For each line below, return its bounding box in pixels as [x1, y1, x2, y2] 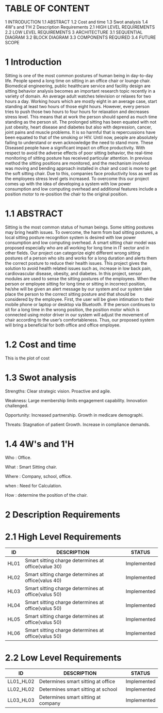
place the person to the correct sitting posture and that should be [5, 291, 136, 297]
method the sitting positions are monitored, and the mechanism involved [5, 160, 149, 166]
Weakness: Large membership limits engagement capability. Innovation [5, 397, 148, 403]
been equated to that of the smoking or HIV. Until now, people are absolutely [5, 134, 158, 140]
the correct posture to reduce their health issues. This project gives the [5, 260, 147, 266]
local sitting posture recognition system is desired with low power [5, 234, 136, 240]
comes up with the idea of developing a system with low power [5, 180, 131, 187]
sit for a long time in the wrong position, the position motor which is [5, 307, 140, 312]
